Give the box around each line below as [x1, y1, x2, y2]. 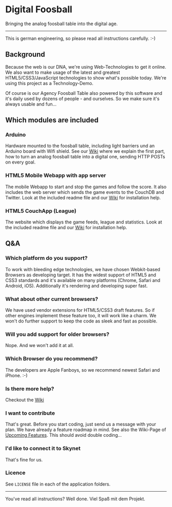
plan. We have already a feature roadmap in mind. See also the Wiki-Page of [5, 427, 166, 433]
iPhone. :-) [5, 372, 28, 378]
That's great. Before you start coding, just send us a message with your [5, 421, 156, 428]
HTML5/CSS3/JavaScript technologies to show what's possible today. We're [5, 74, 166, 80]
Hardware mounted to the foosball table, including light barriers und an [5, 143, 155, 149]
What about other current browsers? [5, 295, 98, 302]
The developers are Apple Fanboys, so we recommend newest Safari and [5, 367, 160, 373]
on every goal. [5, 159, 36, 165]
